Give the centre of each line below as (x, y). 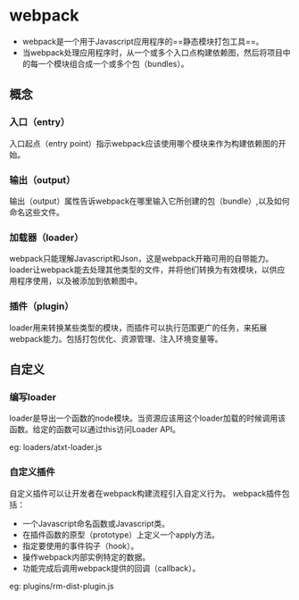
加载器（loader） (46, 237)
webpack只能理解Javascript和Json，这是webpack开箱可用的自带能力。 (141, 259)
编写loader (33, 396)
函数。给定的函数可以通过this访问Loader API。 (95, 429)
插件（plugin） (42, 306)
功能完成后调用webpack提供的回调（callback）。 (111, 568)
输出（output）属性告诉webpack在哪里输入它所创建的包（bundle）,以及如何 (149, 201)
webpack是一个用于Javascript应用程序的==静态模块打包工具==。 (143, 41)
